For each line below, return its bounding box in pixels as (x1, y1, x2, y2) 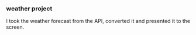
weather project (6, 5, 53, 13)
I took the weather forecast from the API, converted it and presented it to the (6, 18, 191, 25)
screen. (6, 24, 25, 30)
